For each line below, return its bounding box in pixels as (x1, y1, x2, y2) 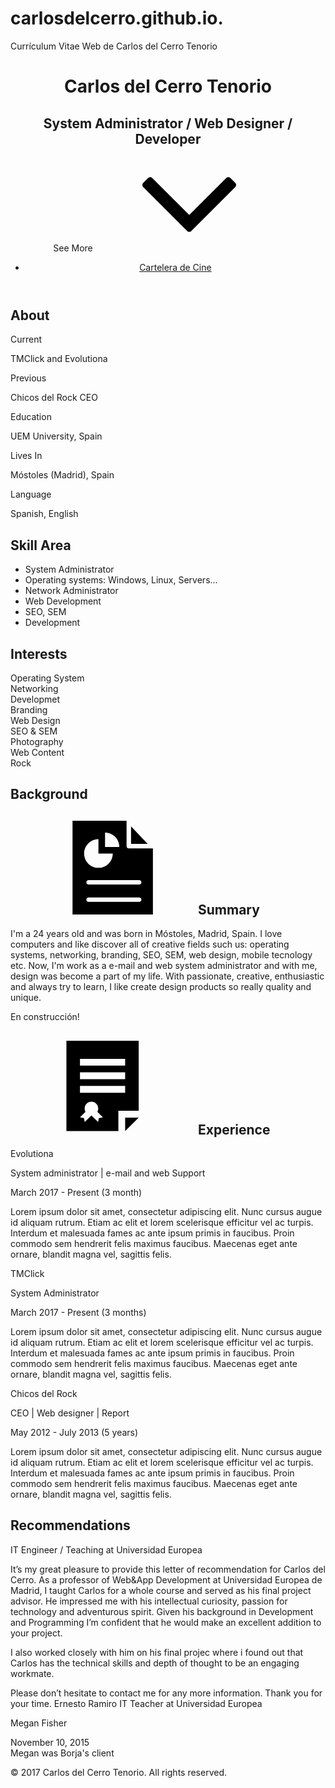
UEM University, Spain (10, 430, 103, 442)
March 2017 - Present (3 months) (10, 1307, 147, 1318)
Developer (134, 130, 202, 147)
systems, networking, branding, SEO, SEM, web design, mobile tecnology (10, 949, 313, 961)
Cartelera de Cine (139, 261, 212, 273)
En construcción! (10, 1011, 80, 1023)
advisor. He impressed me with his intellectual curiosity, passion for (10, 1595, 288, 1607)
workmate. (10, 1667, 55, 1679)
